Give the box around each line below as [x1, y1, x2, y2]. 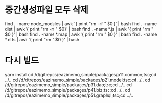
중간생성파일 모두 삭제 [5, 4, 88, 16]
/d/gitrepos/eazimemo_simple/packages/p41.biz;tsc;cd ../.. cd [5, 87, 130, 93]
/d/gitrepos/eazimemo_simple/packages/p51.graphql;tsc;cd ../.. [5, 92, 134, 98]
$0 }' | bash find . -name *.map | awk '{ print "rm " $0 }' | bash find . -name [5, 31, 157, 37]
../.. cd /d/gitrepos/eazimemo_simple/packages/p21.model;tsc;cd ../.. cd [5, 77, 151, 82]
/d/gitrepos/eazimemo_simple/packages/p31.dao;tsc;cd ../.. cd [5, 82, 132, 88]
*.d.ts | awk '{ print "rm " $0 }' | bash [5, 36, 80, 42]
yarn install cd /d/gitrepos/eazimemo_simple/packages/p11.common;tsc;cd [5, 71, 157, 77]
